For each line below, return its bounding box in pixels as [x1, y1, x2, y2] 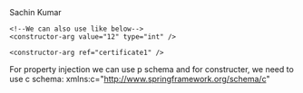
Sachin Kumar [9, 7, 62, 17]
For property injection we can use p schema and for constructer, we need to [9, 64, 295, 74]
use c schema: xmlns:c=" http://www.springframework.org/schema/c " [9, 74, 270, 84]
